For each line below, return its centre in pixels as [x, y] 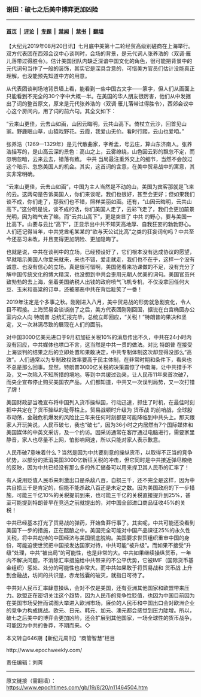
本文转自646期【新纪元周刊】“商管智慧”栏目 [61, 638]
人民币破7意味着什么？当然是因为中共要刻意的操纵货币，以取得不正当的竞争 [99, 452]
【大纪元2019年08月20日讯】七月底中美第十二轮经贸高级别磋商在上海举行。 [100, 46]
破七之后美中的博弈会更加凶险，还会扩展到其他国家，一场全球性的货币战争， [100, 617]
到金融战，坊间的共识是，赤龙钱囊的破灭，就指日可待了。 [77, 575]
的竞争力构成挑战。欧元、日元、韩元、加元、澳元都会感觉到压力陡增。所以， [100, 610]
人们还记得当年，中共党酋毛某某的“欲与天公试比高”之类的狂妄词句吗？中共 [98, 231]
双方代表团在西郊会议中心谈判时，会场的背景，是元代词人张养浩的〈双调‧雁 [99, 53]
